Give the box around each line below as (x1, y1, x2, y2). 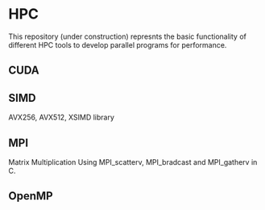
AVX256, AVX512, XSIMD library (8, 112, 115, 122)
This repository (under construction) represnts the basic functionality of (8, 31, 247, 41)
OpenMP (8, 189, 54, 203)
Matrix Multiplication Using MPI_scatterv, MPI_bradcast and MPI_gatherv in (8, 157, 258, 166)
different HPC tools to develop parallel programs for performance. (8, 40, 227, 49)
